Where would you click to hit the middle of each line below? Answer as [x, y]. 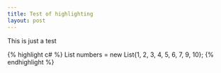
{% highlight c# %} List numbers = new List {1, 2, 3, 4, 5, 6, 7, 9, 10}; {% [111, 55]
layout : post [27, 21]
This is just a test [32, 40]
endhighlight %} [31, 62]
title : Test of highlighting [50, 14]
